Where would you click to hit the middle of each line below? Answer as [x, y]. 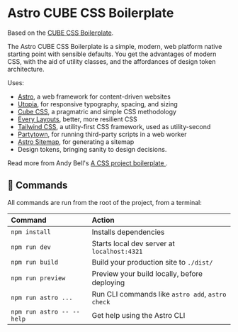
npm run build [35, 262]
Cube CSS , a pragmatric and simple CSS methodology [97, 111]
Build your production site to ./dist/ [152, 262]
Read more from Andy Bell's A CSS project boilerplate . [87, 163]
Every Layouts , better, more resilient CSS [77, 119]
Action [103, 220]
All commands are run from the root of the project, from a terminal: [104, 202]
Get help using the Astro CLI [138, 315]
